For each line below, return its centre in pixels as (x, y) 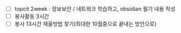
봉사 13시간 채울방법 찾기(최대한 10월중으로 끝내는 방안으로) (85, 24)
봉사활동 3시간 (32, 16)
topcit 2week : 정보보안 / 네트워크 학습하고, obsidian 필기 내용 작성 (95, 9)
